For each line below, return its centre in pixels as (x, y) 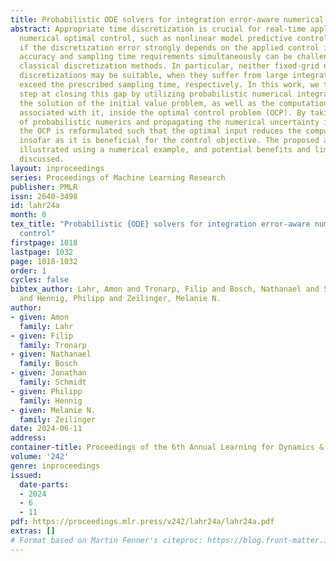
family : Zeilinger (58, 419)
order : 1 (28, 271)
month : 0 (28, 215)
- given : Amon (40, 317)
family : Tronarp (53, 345)
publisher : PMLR (44, 187)
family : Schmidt (53, 382)
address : (28, 438)
